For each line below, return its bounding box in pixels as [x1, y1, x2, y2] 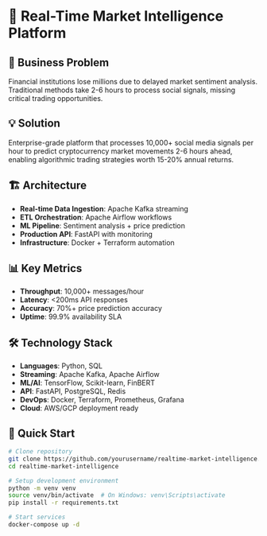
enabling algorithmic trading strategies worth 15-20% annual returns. [8, 154, 234, 164]
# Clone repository [8, 448, 73, 456]
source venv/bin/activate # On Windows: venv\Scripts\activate [8, 491, 226, 499]
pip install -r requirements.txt [8, 499, 119, 507]
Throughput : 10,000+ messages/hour [19, 286, 145, 297]
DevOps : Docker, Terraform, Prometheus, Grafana [19, 395, 184, 405]
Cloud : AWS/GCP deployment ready [19, 403, 139, 413]
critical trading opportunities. [8, 94, 103, 103]
